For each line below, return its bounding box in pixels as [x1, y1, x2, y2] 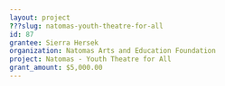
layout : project [9, 13, 70, 22]
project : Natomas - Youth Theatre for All [9, 55, 172, 64]
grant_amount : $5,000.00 [9, 64, 103, 73]
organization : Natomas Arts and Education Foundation [9, 47, 217, 56]
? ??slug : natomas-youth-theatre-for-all [9, 21, 164, 30]
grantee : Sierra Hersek [9, 38, 99, 47]
